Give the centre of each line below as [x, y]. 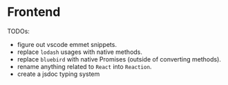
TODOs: [18, 31]
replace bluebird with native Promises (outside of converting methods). [119, 59]
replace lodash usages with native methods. [80, 52]
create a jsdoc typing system [58, 74]
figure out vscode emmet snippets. [67, 44]
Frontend [34, 12]
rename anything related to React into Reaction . [84, 66]
